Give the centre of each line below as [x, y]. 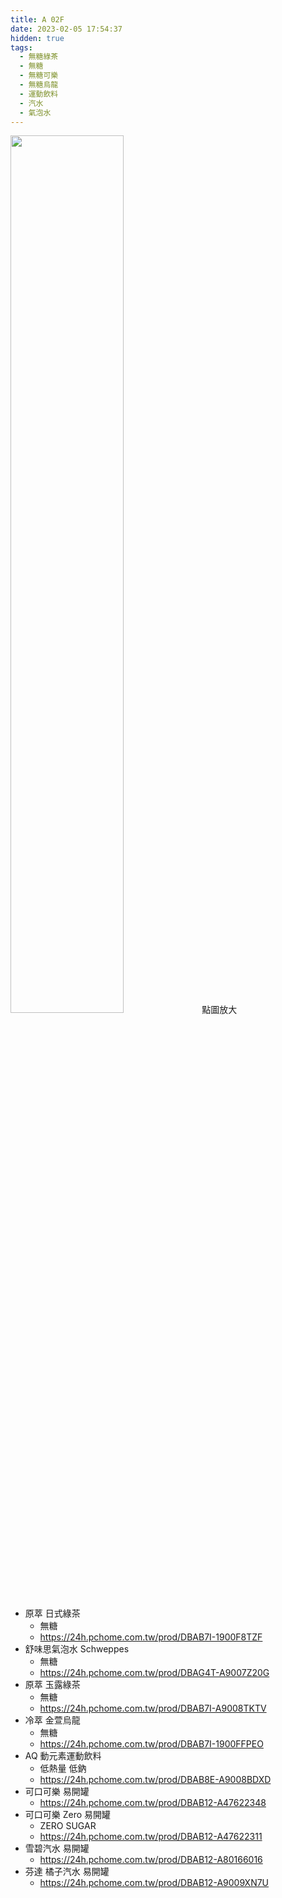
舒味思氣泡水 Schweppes [77, 1649]
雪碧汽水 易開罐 [57, 1848]
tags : [21, 47]
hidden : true [37, 38]
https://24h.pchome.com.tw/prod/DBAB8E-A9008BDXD [155, 1780]
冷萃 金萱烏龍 [52, 1720]
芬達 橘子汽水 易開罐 [67, 1872]
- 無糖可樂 [39, 76]
